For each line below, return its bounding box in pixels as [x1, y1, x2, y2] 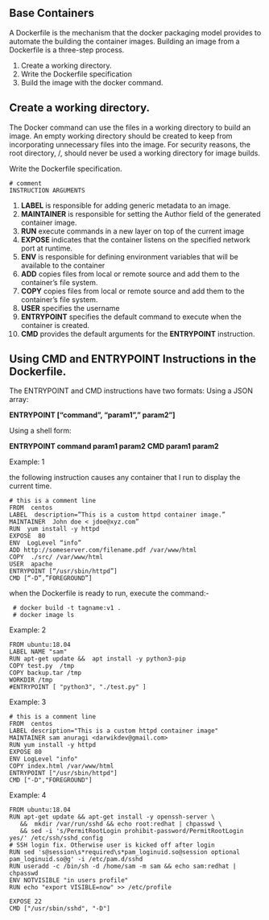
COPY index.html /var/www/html [9, 762, 114, 770]
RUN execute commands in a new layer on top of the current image [20, 226, 245, 236]
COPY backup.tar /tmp [9, 669, 82, 678]
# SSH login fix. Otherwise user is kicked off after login [9, 841, 216, 849]
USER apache [9, 560, 53, 569]
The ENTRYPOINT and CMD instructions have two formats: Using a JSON [9, 386, 253, 396]
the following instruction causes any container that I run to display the [9, 473, 241, 483]
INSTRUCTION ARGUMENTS [9, 186, 85, 194]
